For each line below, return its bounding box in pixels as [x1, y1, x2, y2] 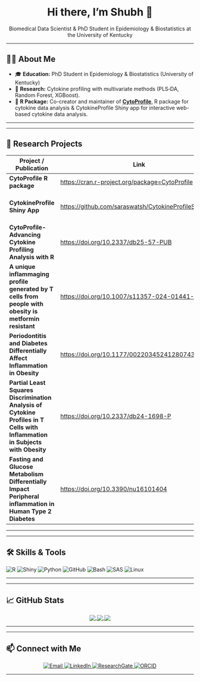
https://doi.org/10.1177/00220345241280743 [60, 350, 195, 359]
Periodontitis [9, 331, 46, 340]
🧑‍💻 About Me [6, 54, 56, 64]
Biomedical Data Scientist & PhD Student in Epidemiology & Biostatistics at [8, 25, 192, 32]
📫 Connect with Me [6, 644, 82, 654]
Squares [9, 386, 34, 394]
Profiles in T [9, 416, 45, 424]
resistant [9, 322, 35, 330]
